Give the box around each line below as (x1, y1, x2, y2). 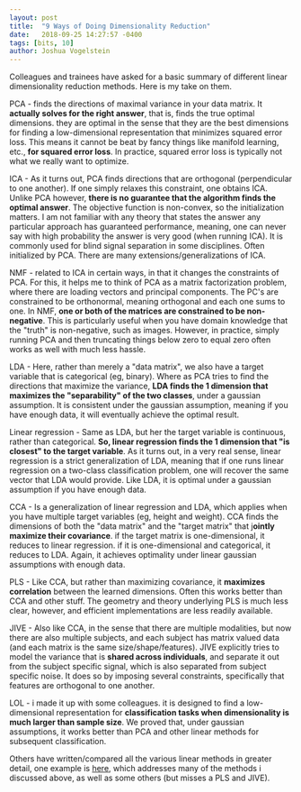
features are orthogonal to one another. (9, 680, 155, 691)
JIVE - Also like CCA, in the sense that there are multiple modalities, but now (9, 623, 292, 633)
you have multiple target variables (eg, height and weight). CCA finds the (9, 511, 279, 523)
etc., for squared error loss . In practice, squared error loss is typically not (9, 146, 283, 158)
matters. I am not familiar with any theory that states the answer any (9, 212, 261, 223)
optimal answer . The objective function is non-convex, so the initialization (9, 202, 285, 213)
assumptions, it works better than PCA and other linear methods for (9, 726, 260, 737)
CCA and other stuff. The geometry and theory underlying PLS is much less (9, 596, 289, 606)
